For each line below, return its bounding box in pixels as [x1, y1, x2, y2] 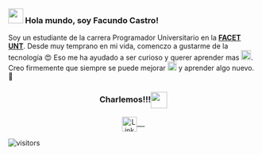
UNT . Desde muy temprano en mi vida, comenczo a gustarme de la [8, 41, 229, 51]
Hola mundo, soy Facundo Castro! [25, 14, 159, 25]
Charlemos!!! [98, 94, 152, 105]
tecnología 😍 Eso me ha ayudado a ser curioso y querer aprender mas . [8, 52, 254, 63]
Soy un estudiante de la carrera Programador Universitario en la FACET [8, 33, 241, 43]
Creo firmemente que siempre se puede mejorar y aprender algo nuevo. [8, 64, 255, 73]
